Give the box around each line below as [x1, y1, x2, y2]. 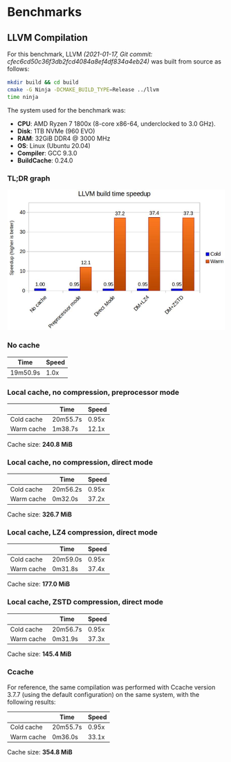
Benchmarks [7, 4, 82, 20]
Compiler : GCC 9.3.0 [17, 149, 77, 157]
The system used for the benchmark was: [7, 106, 126, 114]
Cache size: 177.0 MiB [7, 580, 71, 588]
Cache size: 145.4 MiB [7, 650, 72, 658]
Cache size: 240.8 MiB [7, 440, 73, 448]
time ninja [7, 93, 39, 100]
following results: [7, 698, 57, 706]
